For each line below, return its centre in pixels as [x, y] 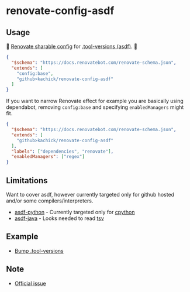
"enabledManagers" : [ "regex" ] [48, 157]
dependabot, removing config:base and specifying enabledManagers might [95, 107]
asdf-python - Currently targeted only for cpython [75, 212]
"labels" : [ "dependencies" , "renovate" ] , [63, 151]
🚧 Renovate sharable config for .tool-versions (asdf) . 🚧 [72, 46]
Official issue [30, 283]
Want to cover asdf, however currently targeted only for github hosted [90, 194]
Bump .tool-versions [39, 250]
